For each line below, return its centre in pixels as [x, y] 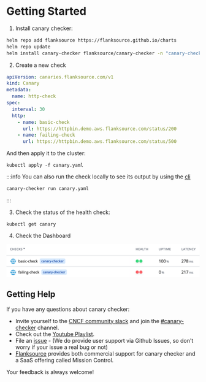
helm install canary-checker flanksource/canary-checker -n [85, 53]
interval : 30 [29, 109]
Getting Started [47, 11]
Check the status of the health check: [63, 212]
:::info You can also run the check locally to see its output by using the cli [99, 177]
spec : [13, 103]
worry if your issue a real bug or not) [62, 347]
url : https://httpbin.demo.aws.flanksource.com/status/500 [99, 142]
